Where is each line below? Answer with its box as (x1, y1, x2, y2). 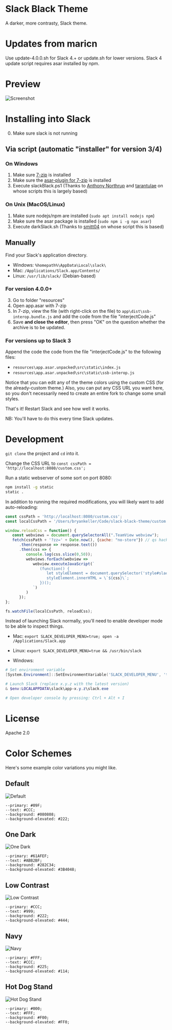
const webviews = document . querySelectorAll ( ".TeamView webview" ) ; (12, 533, 159, 538)
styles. (5, 396, 19, 402)
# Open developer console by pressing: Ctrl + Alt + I (5, 695, 125, 700)
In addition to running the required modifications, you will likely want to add (5, 499, 164, 505)
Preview (5, 78, 41, 90)
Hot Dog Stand (5, 982, 53, 991)
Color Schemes (5, 747, 72, 759)
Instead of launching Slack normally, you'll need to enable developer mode (5, 618, 163, 624)
